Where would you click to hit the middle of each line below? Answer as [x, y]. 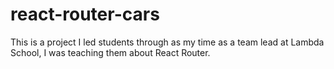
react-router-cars [85, 14]
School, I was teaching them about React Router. [110, 52]
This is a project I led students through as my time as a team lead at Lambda [167, 42]
